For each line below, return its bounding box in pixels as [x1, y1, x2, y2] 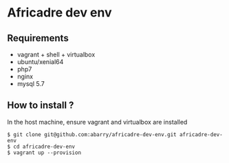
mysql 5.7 [17, 80, 45, 87]
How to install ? [7, 100, 74, 111]
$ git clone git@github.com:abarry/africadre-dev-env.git [7, 131, 177, 138]
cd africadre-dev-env [13, 143, 76, 150]
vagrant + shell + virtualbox [17, 50, 96, 58]
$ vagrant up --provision [7, 149, 81, 156]
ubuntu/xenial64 [17, 58, 64, 66]
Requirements [7, 32, 69, 44]
